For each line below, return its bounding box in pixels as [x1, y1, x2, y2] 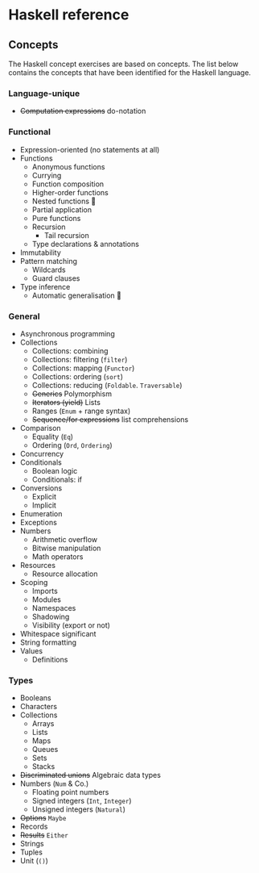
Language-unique [8, 87, 80, 98]
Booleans [19, 693, 51, 703]
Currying [31, 170, 62, 180]
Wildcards [31, 265, 66, 274]
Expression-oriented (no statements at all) [19, 144, 160, 154]
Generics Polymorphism [31, 389, 113, 399]
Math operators [31, 551, 84, 562]
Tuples [19, 847, 43, 857]
